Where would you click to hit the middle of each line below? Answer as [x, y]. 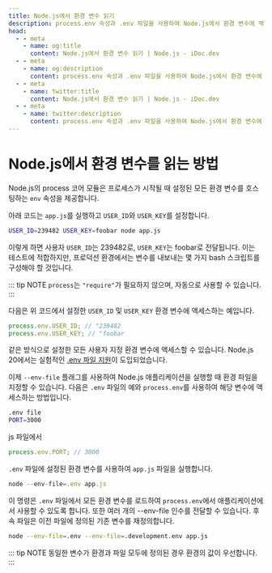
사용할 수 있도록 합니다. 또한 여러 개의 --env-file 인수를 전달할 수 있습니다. [134, 511]
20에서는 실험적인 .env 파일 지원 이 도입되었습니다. [88, 360]
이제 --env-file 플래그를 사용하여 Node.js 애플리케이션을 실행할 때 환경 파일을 [133, 377]
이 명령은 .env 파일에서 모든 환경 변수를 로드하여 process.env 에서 [112, 500]
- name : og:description [63, 69]
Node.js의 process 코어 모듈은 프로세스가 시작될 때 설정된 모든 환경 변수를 [126, 188]
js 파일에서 [25, 437]
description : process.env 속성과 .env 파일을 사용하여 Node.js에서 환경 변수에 [132, 24]
